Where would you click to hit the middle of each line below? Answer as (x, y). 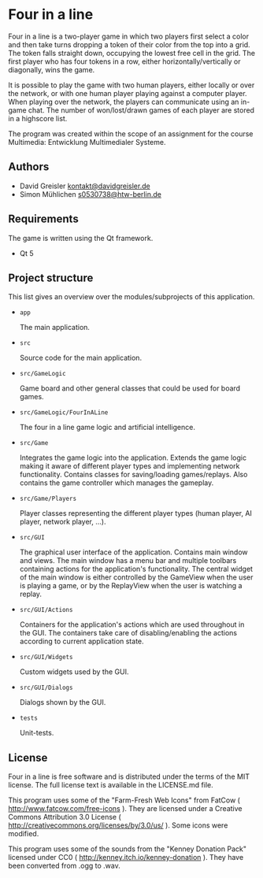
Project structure (51, 278)
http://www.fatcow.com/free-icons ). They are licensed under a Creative (125, 809)
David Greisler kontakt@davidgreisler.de (85, 186)
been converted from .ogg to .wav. (64, 866)
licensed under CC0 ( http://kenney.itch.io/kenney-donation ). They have (126, 858)
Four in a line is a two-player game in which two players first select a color (129, 36)
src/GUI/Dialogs (46, 688)
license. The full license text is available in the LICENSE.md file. (111, 785)
